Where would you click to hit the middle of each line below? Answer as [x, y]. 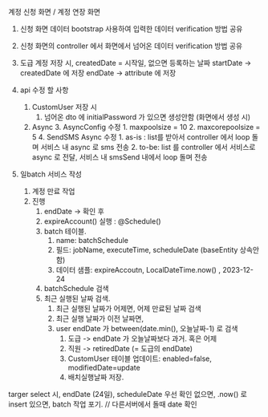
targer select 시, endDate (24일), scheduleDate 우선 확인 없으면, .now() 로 [128, 394]
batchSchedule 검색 [77, 288]
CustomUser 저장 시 [65, 107]
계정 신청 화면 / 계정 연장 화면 [55, 12]
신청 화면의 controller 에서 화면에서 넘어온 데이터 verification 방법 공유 [131, 46]
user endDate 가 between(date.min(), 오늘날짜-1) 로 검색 [147, 328]
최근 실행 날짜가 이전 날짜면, [100, 318]
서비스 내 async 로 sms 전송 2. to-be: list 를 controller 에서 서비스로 [148, 147]
